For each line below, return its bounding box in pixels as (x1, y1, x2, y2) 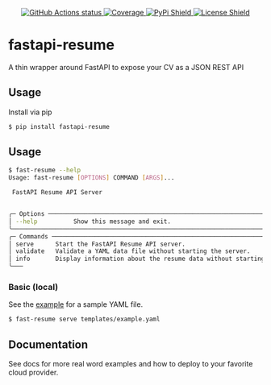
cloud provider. (8, 367, 59, 378)
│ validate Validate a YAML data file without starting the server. (8, 247, 251, 255)
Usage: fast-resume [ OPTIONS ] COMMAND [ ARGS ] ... (8, 174, 175, 182)
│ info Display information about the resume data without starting (8, 255, 265, 263)
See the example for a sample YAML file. (8, 300, 144, 309)
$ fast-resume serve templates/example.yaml (8, 315, 161, 324)
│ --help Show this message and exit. (8, 217, 172, 226)
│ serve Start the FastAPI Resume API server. (8, 240, 186, 248)
